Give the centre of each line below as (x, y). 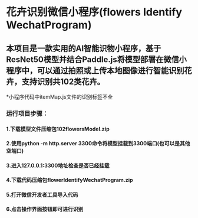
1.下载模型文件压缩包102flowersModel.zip (58, 129)
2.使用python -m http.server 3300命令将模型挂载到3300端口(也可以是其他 (98, 144)
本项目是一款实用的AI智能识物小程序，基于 (84, 48)
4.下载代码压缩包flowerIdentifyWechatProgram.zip (70, 180)
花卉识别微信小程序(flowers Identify (94, 12)
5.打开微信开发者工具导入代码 (42, 194)
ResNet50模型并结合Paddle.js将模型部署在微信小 (96, 59)
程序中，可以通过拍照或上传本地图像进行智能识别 (95, 71)
